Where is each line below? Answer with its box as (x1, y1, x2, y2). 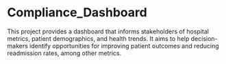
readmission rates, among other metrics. (7, 49, 122, 57)
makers (7, 42, 29, 50)
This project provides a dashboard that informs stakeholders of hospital (7, 27, 209, 35)
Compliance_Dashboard (7, 5, 147, 20)
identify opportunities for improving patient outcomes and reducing (29, 42, 219, 50)
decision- (190, 34, 218, 42)
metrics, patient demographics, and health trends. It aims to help (7, 34, 190, 42)
